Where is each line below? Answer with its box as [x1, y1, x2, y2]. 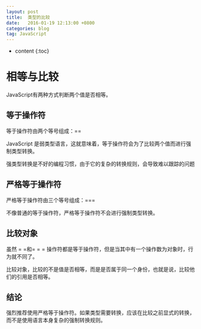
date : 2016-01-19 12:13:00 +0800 [6, 20, 95, 26]
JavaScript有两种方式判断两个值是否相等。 [6, 91, 112, 99]
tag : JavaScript [6, 31, 47, 37]
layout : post [6, 8, 39, 15]
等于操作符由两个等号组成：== [6, 127, 82, 135]
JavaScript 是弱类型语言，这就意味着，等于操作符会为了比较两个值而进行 [6, 140, 187, 147]
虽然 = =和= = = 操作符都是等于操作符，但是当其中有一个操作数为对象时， [6, 245, 188, 252]
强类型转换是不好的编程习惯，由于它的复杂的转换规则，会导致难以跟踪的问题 [6, 160, 195, 167]
